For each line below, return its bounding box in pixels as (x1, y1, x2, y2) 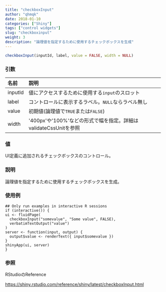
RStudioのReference (5, 272, 46, 278)
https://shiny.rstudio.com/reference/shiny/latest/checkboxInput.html (5, 282, 144, 288)
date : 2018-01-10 (5, 16, 41, 21)
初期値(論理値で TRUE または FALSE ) (28, 107, 105, 114)
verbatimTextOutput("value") (9, 221, 70, 226)
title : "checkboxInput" (5, 7, 54, 12)
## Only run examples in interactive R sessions (5, 203, 107, 208)
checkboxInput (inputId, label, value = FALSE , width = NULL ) (5, 53, 134, 58)
